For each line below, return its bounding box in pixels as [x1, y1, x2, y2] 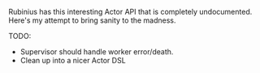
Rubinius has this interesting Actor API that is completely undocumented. [8, 7, 253, 16]
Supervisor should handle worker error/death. [19, 47, 174, 56]
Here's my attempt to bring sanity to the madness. [8, 15, 176, 25]
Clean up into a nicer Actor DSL [19, 56, 126, 65]
